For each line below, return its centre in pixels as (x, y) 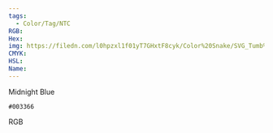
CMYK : (17, 54)
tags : (17, 16)
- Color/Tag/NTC (43, 24)
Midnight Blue (32, 92)
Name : (17, 69)
